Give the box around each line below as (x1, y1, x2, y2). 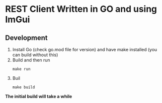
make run (12, 67, 31, 71)
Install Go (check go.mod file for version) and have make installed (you (12, 47, 158, 52)
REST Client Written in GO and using (5, 3, 158, 15)
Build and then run (12, 57, 51, 63)
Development (5, 34, 48, 42)
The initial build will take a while (5, 94, 72, 99)
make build (12, 85, 35, 90)
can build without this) (12, 52, 58, 58)
